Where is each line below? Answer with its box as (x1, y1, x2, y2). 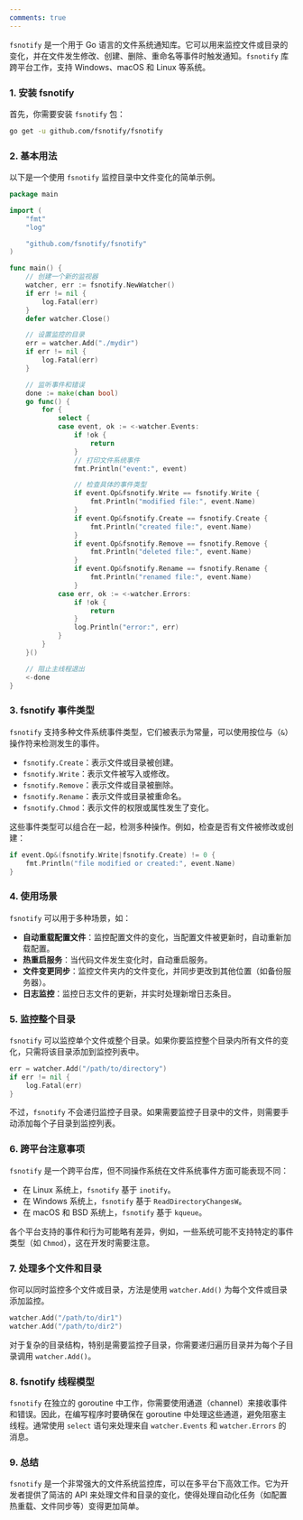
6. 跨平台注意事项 (9, 1143, 86, 1156)
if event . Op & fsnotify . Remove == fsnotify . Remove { (73, 539, 269, 548)
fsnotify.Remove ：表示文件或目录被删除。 (22, 779, 179, 790)
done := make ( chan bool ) (25, 389, 119, 398)
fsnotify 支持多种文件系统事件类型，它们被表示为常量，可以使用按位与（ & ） (9, 726, 293, 737)
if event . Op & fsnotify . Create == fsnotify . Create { (73, 513, 269, 523)
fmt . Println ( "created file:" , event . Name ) (89, 522, 252, 531)
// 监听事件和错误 (25, 380, 86, 389)
